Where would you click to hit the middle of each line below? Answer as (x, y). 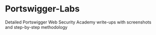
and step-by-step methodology (36, 27)
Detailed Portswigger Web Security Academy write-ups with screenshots (78, 22)
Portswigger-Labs (43, 9)
